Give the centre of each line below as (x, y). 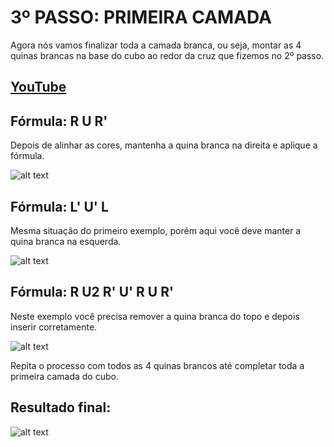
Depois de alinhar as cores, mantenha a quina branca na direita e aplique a (164, 145)
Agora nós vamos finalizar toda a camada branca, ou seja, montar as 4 (156, 45)
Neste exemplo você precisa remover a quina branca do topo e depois (155, 316)
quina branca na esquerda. (66, 241)
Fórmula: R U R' (59, 121)
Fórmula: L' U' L (59, 206)
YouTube (38, 87)
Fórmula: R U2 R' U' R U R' (92, 292)
